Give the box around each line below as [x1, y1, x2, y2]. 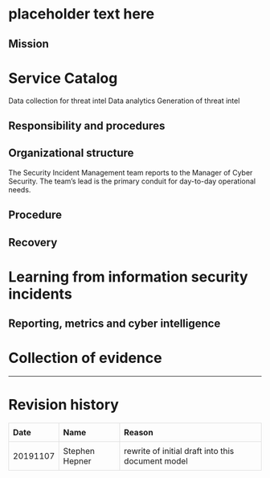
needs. [8, 184, 31, 194]
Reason [124, 426, 154, 438]
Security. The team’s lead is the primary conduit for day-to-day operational [8, 176, 256, 186]
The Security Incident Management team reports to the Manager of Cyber [8, 167, 253, 177]
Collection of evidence [8, 349, 162, 367]
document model [124, 455, 189, 467]
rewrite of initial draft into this [124, 445, 235, 456]
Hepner [63, 455, 92, 467]
